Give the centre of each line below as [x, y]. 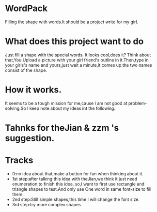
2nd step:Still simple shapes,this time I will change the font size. [76, 199]
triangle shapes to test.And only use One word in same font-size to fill [82, 189]
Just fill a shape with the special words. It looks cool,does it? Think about [78, 55]
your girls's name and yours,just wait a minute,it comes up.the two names [78, 65]
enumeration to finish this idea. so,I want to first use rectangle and [78, 184]
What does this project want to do [74, 41]
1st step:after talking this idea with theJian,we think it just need [75, 179]
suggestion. [30, 138]
